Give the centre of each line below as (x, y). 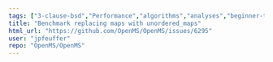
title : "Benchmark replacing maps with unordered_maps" (105, 23)
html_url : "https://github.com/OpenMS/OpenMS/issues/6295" (110, 31)
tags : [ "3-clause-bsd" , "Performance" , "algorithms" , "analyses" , (118, 16)
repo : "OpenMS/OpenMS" (47, 46)
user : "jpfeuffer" (39, 38)
